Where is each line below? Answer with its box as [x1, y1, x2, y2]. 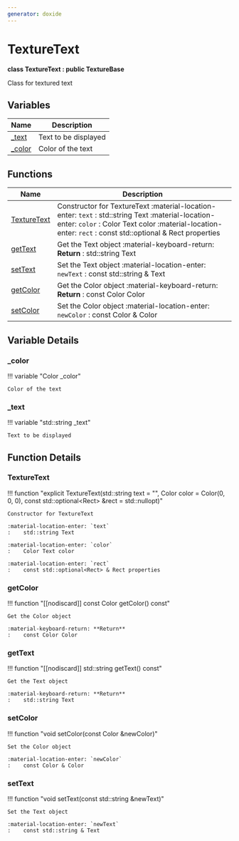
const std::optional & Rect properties [98, 228, 221, 238]
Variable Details [7, 334, 80, 346]
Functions [7, 168, 53, 180]
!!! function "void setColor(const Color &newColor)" [7, 729, 158, 738]
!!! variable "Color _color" [7, 371, 81, 380]
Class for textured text [7, 78, 73, 87]
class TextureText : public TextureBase [7, 65, 124, 73]
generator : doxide [7, 10, 62, 18]
